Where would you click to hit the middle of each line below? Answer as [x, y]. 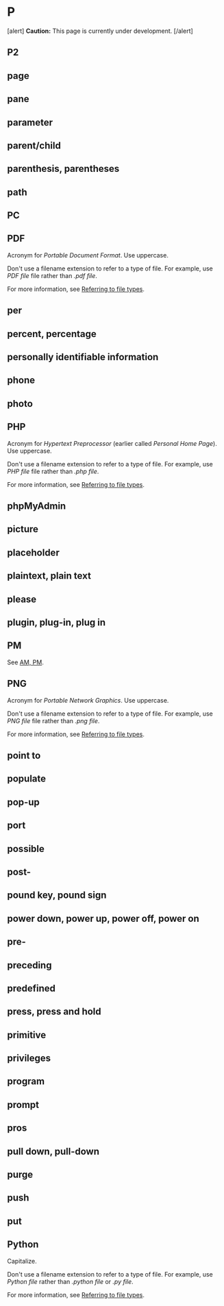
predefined [32, 988]
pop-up [23, 802]
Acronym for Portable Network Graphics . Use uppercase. [88, 700]
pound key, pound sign [57, 895]
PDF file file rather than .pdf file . [52, 275]
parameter [30, 122]
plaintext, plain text [49, 576]
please [22, 599]
